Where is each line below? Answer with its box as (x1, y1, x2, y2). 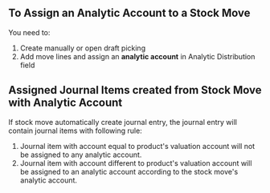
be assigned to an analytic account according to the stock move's (19, 167, 239, 176)
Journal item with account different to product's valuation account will (19, 158, 252, 167)
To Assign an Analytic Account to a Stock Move (8, 6, 251, 20)
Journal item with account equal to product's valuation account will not (19, 141, 256, 151)
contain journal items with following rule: (8, 126, 142, 135)
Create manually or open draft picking (19, 43, 146, 53)
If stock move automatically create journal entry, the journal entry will (8, 117, 237, 127)
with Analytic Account (8, 96, 123, 110)
